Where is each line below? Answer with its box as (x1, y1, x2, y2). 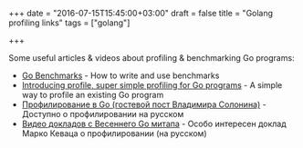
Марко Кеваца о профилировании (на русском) (21, 128, 207, 139)
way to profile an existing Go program (21, 90, 164, 100)
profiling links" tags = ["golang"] (8, 17, 131, 28)
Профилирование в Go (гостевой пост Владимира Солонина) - (21, 99, 266, 110)
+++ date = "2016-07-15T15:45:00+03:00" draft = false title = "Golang (8, 8, 274, 18)
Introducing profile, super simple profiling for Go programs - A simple (21, 80, 283, 90)
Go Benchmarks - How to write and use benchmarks (21, 70, 220, 81)
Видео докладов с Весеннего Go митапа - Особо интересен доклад (21, 118, 287, 129)
